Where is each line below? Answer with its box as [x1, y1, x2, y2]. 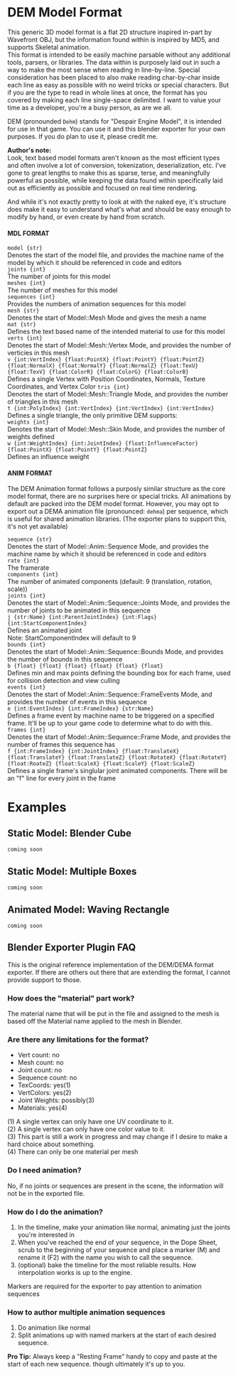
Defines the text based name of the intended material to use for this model [7, 328, 225, 336]
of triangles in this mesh [7, 397, 78, 406]
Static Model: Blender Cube [7, 827, 132, 839]
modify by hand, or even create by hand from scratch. [7, 212, 166, 221]
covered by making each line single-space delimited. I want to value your [7, 95, 222, 104]
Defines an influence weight [7, 453, 90, 461]
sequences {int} [7, 293, 55, 301]
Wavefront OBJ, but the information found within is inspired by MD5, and [7, 35, 220, 43]
